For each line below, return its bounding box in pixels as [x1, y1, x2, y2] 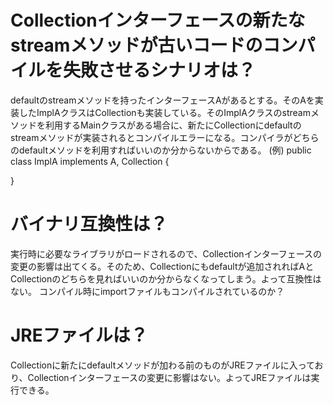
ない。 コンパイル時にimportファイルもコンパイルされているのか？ [10, 285, 285, 297]
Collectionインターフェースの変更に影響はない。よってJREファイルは [27, 371, 312, 383]
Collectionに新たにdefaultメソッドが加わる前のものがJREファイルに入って [10, 359, 315, 371]
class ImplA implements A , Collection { [10, 155, 170, 167]
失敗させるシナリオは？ [63, 59, 257, 82]
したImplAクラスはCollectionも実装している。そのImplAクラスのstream [18, 106, 311, 118]
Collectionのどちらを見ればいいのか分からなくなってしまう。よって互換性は [10, 272, 322, 285]
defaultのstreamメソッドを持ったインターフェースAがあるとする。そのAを [10, 94, 315, 106]
